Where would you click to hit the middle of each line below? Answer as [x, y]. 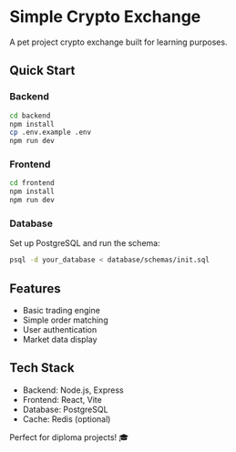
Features [35, 288]
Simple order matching [65, 320]
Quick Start [42, 71]
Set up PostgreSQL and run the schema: [85, 243]
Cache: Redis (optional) [67, 419]
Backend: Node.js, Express [73, 390]
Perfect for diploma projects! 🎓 [69, 437]
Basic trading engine [61, 311]
